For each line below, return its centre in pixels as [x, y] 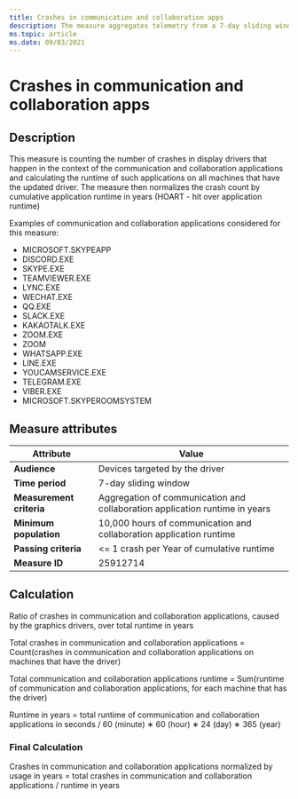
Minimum [34, 523]
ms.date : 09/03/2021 [47, 42]
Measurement [44, 498]
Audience [35, 469]
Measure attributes [63, 428]
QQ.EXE [36, 306]
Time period [40, 483]
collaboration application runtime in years [184, 509]
